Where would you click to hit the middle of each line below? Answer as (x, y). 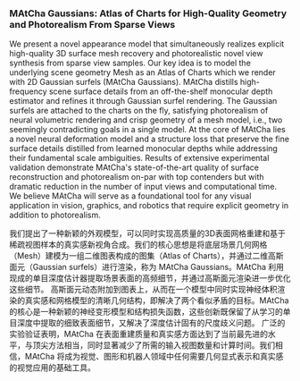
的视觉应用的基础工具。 (52, 368)
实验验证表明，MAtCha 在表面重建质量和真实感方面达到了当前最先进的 (138, 334)
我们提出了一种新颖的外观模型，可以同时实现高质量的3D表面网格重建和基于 (147, 233)
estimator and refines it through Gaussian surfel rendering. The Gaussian (143, 101)
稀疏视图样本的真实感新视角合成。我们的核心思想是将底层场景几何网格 (138, 245)
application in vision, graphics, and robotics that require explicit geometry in (149, 206)
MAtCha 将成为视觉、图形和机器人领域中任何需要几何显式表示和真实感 (154, 357)
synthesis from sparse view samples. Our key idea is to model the (130, 63)
